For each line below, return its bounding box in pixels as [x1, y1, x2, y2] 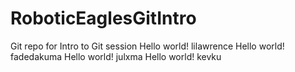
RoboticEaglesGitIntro [10, 7, 197, 30]
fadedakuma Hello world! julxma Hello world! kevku [10, 50, 222, 62]
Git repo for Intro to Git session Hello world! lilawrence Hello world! [10, 40, 285, 52]
